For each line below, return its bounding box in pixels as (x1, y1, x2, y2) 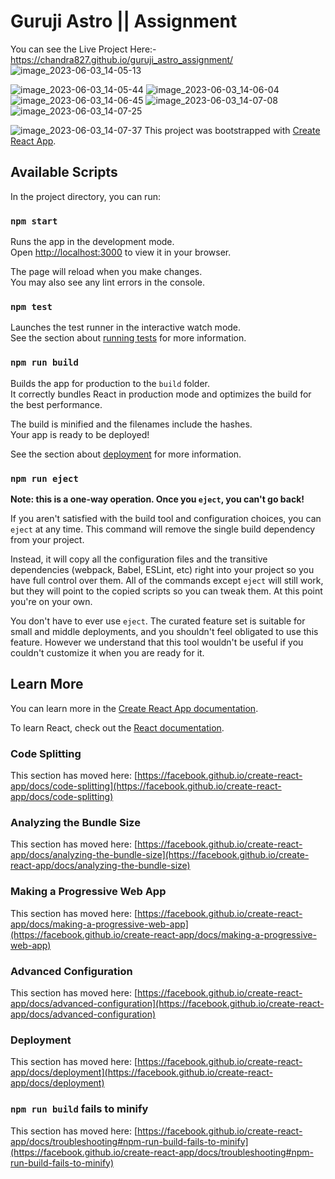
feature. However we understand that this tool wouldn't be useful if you (10, 636, 304, 648)
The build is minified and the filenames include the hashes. (10, 418, 253, 430)
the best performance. (10, 398, 103, 410)
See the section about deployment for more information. (10, 448, 242, 460)
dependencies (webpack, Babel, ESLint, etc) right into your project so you (10, 563, 315, 575)
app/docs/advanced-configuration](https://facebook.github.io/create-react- (10, 997, 325, 1009)
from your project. (10, 533, 85, 545)
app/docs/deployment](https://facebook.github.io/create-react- (10, 1066, 273, 1079)
